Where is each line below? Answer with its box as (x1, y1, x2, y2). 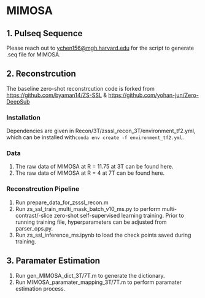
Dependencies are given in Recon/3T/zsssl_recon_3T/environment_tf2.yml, (6, 127, 196, 135)
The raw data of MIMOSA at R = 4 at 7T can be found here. (15, 169, 165, 177)
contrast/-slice (15, 212, 53, 219)
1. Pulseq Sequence (6, 28, 83, 39)
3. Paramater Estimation (6, 256, 100, 266)
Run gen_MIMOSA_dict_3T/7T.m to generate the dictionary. (15, 272, 165, 279)
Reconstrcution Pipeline (6, 185, 80, 193)
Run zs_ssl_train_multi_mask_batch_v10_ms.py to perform (15, 205, 161, 212)
